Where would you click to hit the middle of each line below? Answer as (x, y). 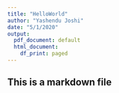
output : (19, 34)
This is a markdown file (59, 82)
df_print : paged (44, 54)
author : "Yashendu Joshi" (45, 21)
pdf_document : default (47, 40)
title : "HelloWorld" (38, 14)
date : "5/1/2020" (33, 27)
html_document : (36, 47)
